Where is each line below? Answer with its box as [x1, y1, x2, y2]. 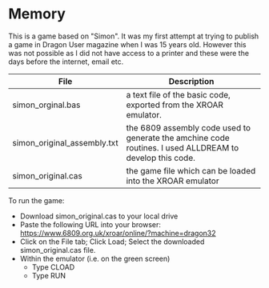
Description [168, 75, 215, 86]
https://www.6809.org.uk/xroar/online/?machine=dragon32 [19, 228, 216, 238]
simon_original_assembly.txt [12, 137, 118, 148]
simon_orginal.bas [12, 99, 81, 110]
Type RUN [31, 270, 66, 280]
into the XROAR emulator [126, 175, 219, 186]
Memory [8, 5, 66, 23]
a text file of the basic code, [126, 89, 231, 100]
